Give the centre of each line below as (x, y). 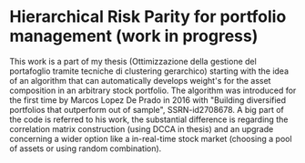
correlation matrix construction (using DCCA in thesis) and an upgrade (142, 128)
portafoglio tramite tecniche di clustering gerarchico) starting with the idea (149, 71)
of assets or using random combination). (86, 148)
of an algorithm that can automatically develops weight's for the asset (140, 80)
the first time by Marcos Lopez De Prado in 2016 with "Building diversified (148, 100)
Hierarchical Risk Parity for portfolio (148, 17)
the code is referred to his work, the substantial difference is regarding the (149, 119)
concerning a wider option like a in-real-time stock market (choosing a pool (151, 138)
